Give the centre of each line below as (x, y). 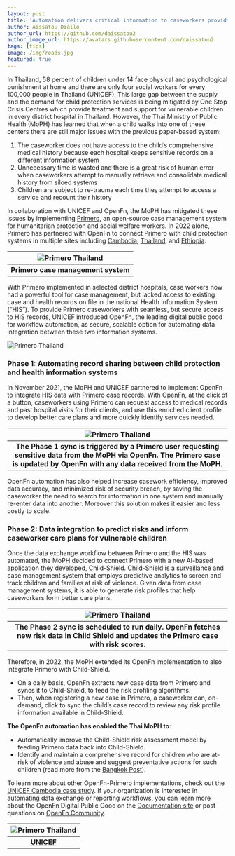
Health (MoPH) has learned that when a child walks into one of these (106, 124)
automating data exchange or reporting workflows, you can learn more (109, 798)
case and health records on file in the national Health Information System (113, 301)
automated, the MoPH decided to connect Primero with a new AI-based (110, 561)
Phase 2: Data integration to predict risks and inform (98, 529)
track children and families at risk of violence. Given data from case (105, 583)
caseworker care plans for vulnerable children (87, 538)
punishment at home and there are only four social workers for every (106, 87)
